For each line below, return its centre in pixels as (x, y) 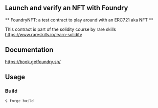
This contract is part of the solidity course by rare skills (61, 29)
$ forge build (20, 101)
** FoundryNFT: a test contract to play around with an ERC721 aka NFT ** (79, 20)
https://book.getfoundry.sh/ (33, 62)
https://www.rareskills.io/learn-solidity (44, 34)
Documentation (29, 50)
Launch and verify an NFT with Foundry (67, 8)
